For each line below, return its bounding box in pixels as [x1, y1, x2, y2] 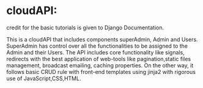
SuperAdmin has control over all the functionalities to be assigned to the [6, 42, 188, 50]
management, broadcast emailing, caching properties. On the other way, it [6, 62, 194, 69]
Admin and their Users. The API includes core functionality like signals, [6, 48, 185, 56]
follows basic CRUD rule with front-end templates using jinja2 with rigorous [6, 68, 196, 75]
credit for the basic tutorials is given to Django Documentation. [6, 24, 164, 31]
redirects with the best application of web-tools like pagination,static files [6, 55, 191, 62]
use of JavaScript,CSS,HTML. [6, 75, 81, 82]
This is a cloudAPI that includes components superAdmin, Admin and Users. [6, 35, 198, 43]
